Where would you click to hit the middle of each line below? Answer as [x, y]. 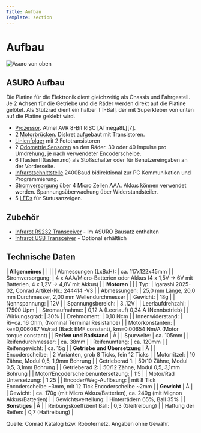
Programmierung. [37, 179]
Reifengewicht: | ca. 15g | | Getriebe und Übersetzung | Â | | [81, 348]
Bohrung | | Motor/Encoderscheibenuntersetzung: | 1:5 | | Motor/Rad [91, 373]
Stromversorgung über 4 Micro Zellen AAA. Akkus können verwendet [100, 186]
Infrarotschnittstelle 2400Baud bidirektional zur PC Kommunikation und [103, 173]
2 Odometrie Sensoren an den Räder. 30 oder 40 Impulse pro [91, 147]
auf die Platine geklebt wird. [41, 116]
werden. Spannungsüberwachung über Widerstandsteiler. [86, 192]
